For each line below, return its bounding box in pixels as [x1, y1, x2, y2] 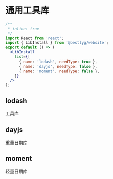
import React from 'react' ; [5, 36, 64, 41]
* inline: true [7, 26, 39, 31]
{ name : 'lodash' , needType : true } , [18, 59, 98, 64]
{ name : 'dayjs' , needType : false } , [18, 64, 98, 69]
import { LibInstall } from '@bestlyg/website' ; [5, 40, 109, 45]
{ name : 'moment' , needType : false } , [18, 69, 100, 74]
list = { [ [14, 54, 30, 59]
